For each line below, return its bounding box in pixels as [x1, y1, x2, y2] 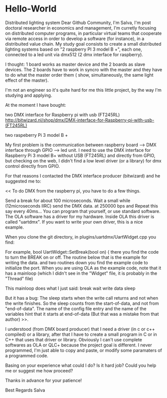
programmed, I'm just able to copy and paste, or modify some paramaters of [5, 347, 163, 353]
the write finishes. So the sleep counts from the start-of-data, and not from [5, 300, 159, 306]
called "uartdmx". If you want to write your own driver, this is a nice [5, 219, 143, 225]
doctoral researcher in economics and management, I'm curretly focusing [5, 25, 157, 31]
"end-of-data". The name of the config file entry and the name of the [5, 305, 147, 311]
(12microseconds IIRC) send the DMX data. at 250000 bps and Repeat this [5, 203, 159, 209]
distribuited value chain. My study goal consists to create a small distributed [5, 41, 162, 47]
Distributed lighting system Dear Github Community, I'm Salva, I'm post [5, 20, 151, 26]
